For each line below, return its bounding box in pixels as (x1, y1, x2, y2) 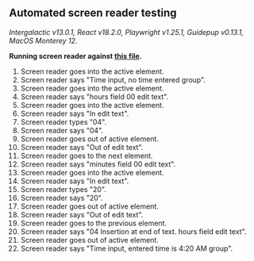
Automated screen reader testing (9, 6, 177, 20)
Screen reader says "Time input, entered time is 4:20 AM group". (20, 244, 233, 253)
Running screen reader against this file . (9, 51, 142, 60)
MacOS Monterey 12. (9, 36, 78, 45)
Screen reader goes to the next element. (20, 151, 153, 160)
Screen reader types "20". (20, 184, 106, 194)
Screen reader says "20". (20, 193, 104, 202)
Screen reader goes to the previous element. (20, 218, 167, 228)
